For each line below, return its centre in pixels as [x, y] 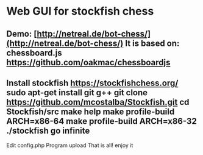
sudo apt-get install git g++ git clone [77, 92]
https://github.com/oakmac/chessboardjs [88, 62]
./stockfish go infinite [48, 130]
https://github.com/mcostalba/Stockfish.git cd [98, 102]
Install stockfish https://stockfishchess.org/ [92, 83]
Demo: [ [22, 34]
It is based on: [152, 43]
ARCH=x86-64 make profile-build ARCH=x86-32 [101, 121]
